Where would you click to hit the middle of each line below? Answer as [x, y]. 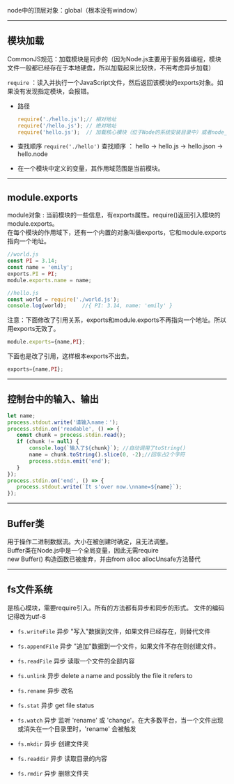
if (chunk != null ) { [48, 442]
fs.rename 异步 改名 [46, 690]
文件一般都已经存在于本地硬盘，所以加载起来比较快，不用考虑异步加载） [111, 68]
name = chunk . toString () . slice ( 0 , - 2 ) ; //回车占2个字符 [107, 455]
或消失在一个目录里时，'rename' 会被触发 [77, 729]
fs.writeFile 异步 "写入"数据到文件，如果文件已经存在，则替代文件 [114, 631]
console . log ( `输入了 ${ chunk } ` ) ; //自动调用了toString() [108, 448]
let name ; [22, 416]
